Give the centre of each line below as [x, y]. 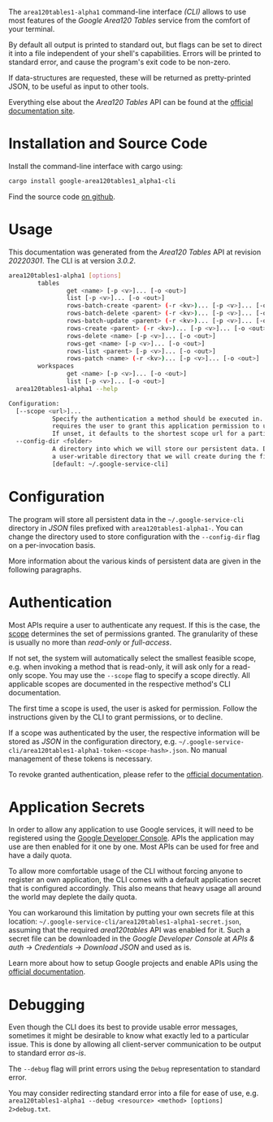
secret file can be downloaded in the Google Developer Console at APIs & [132, 939]
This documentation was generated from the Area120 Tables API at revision [135, 252]
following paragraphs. [45, 569]
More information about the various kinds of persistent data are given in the [135, 561]
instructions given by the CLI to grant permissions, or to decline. [116, 717]
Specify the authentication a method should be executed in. [158, 419]
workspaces [56, 366]
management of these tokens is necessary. [80, 759]
